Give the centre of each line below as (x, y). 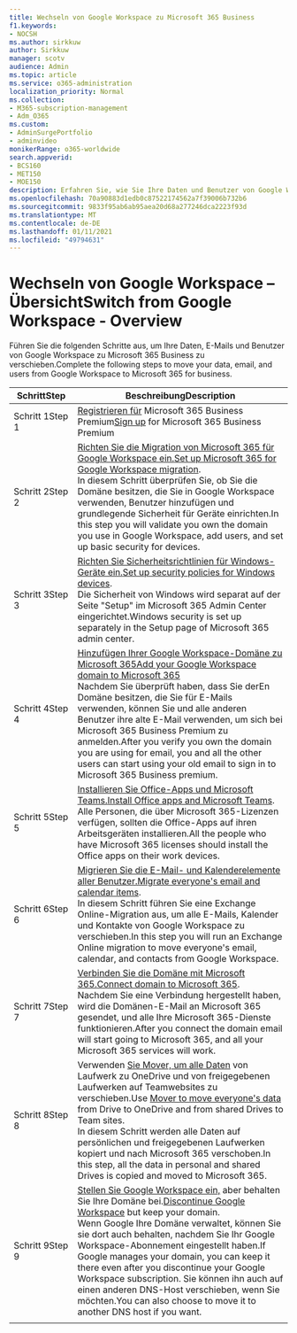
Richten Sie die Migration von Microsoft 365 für (176, 447)
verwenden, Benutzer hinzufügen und (156, 503)
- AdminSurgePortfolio (51, 133)
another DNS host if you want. (140, 1312)
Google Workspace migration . (139, 469)
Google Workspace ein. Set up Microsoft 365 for (177, 459)
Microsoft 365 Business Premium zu (153, 731)
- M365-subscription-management (69, 108)
